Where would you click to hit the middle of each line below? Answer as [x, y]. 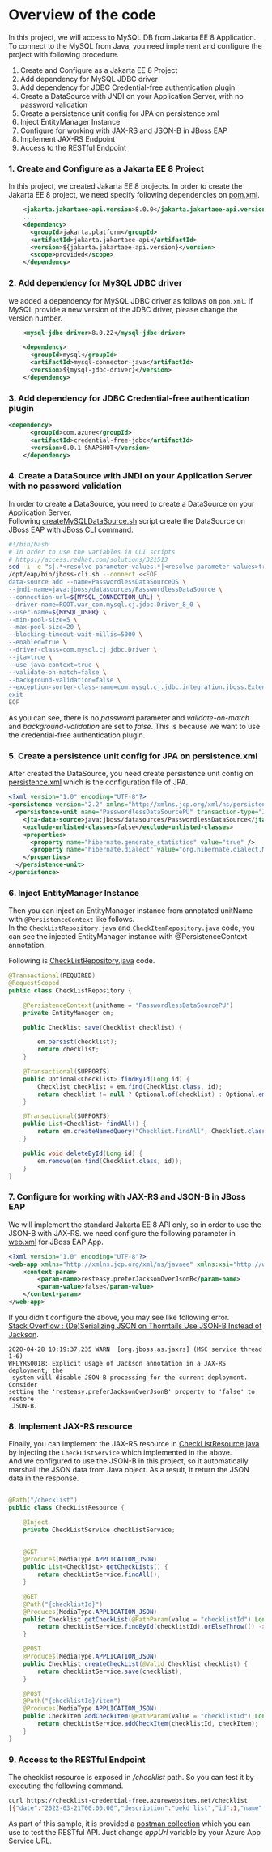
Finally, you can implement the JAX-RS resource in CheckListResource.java [134, 1444]
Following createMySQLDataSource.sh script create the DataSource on [127, 520]
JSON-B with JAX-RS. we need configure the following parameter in [122, 1233]
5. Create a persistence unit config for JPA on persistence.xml [133, 756]
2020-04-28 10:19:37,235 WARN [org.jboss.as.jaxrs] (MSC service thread [136, 1349]
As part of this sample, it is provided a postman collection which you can [130, 1824]
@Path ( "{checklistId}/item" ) [72, 1701]
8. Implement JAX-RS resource [70, 1426]
